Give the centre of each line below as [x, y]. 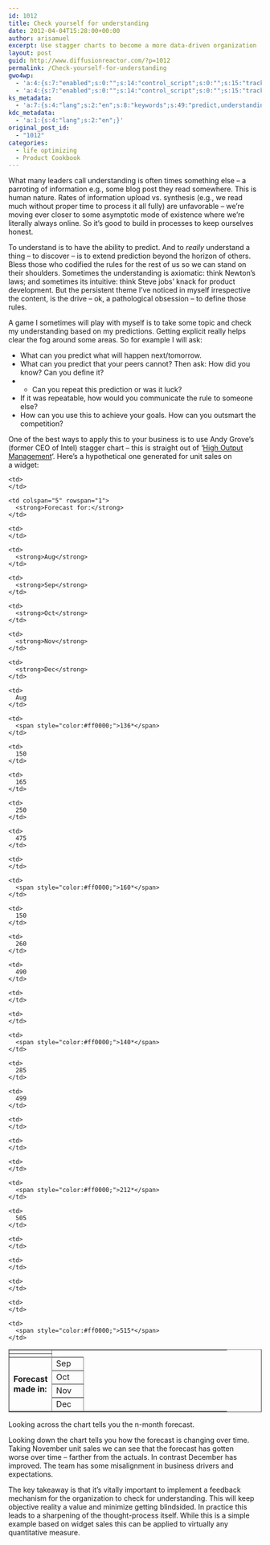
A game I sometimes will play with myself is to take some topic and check [130, 323]
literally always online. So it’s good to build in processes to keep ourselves [131, 223]
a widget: [24, 465]
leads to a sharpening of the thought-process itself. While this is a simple [129, 1515]
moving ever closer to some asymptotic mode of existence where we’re [127, 215]
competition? [41, 424]
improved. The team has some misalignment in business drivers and [121, 1466]
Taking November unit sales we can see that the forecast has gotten [121, 1449]
